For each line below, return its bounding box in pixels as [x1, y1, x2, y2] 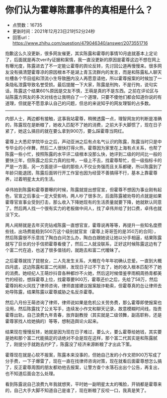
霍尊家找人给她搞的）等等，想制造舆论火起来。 [5, 318, 101, 324]
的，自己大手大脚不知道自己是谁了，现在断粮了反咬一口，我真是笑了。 [5, 387, 149, 393]
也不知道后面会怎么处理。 [5, 370, 58, 377]
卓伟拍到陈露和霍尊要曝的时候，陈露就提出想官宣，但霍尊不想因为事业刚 [5, 187, 153, 193]
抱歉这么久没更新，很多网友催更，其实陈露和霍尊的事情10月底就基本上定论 [5, 50, 158, 56]
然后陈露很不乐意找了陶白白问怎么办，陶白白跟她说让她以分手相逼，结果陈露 [5, 234, 162, 240]
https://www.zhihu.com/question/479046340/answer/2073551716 [12, 40, 148, 46]
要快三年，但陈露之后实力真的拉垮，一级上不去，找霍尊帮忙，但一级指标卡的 [5, 157, 162, 163]
